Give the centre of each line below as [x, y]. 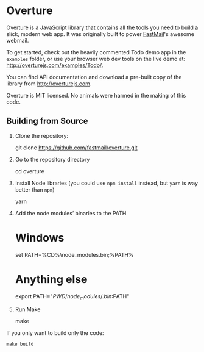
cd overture [30, 171]
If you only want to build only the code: [55, 333]
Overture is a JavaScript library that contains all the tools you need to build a [102, 27]
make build [20, 344]
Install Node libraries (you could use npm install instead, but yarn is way [107, 183]
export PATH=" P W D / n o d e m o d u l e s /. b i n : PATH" [72, 297]
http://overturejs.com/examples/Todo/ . [55, 65]
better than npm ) [35, 189]
